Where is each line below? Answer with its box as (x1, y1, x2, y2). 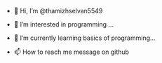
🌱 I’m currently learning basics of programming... (13, 34, 156, 42)
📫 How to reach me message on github (13, 48, 130, 56)
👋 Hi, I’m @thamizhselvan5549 (13, 7, 103, 15)
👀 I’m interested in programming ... (13, 20, 114, 28)
